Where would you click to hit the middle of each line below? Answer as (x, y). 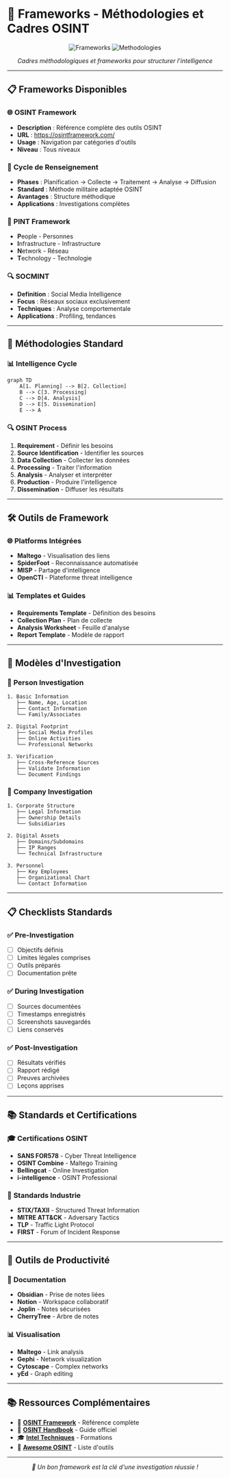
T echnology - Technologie (54, 258)
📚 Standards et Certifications (72, 1115)
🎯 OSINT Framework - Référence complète (78, 1423)
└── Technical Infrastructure (59, 854)
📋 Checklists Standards (60, 912)
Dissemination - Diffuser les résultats (70, 489)
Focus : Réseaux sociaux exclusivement (73, 301)
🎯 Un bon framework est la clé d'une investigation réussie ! (115, 1467)
